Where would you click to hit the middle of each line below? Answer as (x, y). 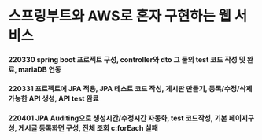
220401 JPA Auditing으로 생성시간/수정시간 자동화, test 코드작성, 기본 (118, 118)
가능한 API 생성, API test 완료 (54, 98)
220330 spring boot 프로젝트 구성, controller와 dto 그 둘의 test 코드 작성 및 (127, 59)
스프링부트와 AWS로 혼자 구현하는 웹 (120, 16)
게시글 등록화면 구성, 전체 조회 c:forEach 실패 (89, 127)
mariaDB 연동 (40, 69)
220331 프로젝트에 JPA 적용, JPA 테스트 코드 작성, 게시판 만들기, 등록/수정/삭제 (130, 89)
